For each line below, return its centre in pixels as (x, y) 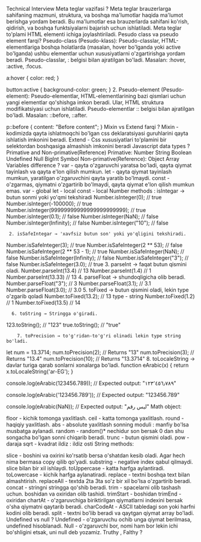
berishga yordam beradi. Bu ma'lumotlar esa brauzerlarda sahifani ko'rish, (97, 21)
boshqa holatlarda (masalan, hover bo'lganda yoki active (111, 47)
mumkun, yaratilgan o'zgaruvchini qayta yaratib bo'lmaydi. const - (88, 178)
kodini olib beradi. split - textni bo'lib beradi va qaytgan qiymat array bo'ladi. (100, 513)
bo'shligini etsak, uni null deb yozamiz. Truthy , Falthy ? (74, 532)
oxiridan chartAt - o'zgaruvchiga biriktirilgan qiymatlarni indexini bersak (94, 500)
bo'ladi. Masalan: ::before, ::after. (47, 115)
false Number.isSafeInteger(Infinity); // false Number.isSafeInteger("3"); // (97, 258)
